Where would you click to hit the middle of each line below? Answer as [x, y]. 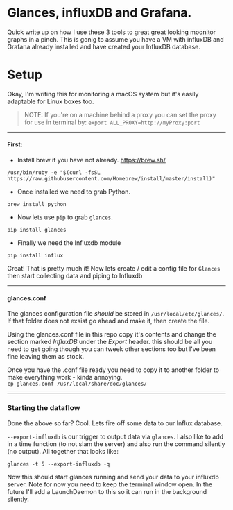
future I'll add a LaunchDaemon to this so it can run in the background [107, 491]
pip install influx [35, 256]
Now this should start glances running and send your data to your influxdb [113, 477]
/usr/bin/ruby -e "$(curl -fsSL [54, 173]
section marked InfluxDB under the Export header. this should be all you [110, 342]
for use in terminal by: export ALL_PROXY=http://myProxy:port [112, 122]
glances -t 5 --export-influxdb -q [59, 464]
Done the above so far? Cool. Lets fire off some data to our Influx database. [115, 423]
